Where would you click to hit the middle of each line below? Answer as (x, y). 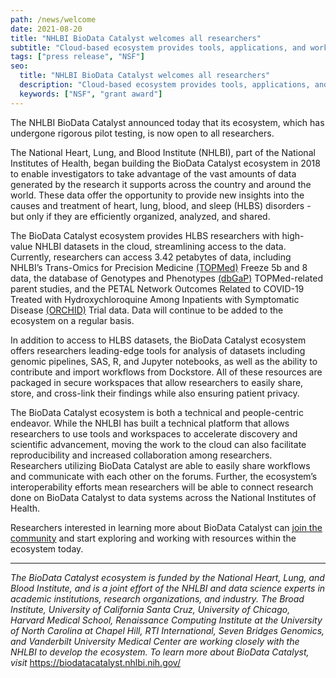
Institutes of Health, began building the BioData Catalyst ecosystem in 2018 (165, 163)
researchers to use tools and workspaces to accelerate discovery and (154, 433)
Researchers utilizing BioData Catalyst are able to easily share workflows (160, 465)
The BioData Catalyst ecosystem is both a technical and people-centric (157, 412)
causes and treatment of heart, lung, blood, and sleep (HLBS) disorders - (161, 205)
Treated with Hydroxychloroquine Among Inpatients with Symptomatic (155, 299)
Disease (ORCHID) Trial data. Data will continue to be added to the (147, 310)
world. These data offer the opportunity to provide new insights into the (157, 195)
